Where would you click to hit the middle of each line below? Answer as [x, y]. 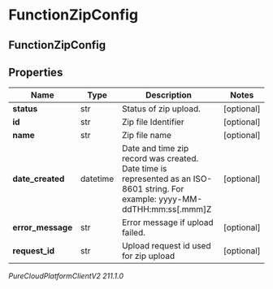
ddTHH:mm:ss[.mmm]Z [167, 209]
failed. [134, 233]
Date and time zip [155, 149]
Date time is [144, 169]
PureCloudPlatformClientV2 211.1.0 [66, 276]
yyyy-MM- [180, 199]
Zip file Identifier [153, 122]
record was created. [160, 158]
